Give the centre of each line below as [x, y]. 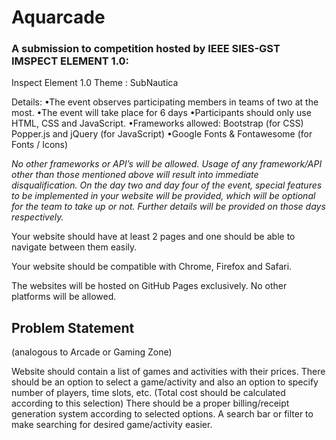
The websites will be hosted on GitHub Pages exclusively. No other [149, 286]
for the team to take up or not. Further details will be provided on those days [168, 207]
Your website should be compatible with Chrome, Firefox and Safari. [152, 267]
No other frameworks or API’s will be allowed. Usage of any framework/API [167, 164]
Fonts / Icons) [40, 145]
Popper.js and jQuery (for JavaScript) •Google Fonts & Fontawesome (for [162, 134]
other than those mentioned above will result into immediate [135, 175]
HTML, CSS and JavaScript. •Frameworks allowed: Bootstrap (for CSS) [157, 123]
